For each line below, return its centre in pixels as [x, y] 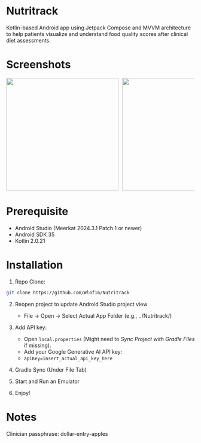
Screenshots [39, 65]
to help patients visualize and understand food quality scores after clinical [97, 34]
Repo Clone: [30, 281]
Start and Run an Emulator [47, 381]
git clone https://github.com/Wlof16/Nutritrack [68, 293]
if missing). [37, 345]
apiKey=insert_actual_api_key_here [68, 358]
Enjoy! [22, 393]
